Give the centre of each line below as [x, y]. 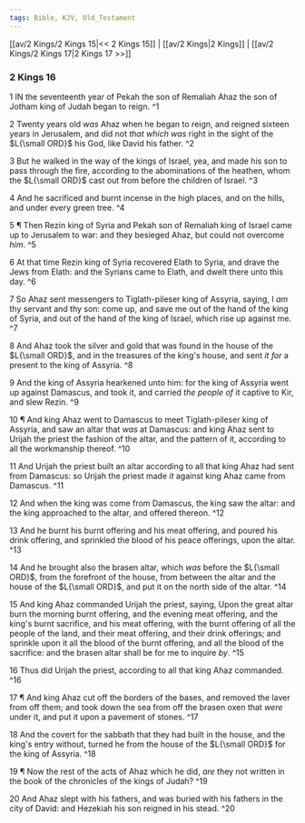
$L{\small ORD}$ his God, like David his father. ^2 [102, 143]
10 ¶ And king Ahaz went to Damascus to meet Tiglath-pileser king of [139, 419]
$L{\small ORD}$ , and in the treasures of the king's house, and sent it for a [149, 355]
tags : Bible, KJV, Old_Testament [73, 18]
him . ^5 [23, 244]
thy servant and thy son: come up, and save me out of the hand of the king [149, 308]
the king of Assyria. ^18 [53, 753]
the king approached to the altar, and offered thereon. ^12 [117, 512]
